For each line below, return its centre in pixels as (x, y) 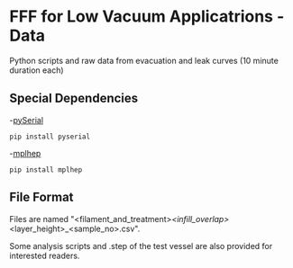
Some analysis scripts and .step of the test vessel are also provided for (141, 246)
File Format (41, 197)
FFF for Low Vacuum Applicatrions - (147, 17)
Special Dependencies (74, 98)
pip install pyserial (50, 137)
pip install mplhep (46, 170)
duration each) (37, 70)
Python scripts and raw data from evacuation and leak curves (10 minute (144, 60)
